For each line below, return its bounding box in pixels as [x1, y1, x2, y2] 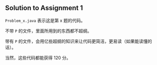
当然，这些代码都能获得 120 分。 [5, 55, 71, 61]
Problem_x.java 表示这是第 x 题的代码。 [5, 17, 85, 23]
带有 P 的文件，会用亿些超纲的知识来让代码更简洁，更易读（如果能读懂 [5, 38, 148, 44]
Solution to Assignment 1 [5, 4, 83, 12]
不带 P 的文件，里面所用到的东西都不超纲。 [5, 28, 92, 34]
